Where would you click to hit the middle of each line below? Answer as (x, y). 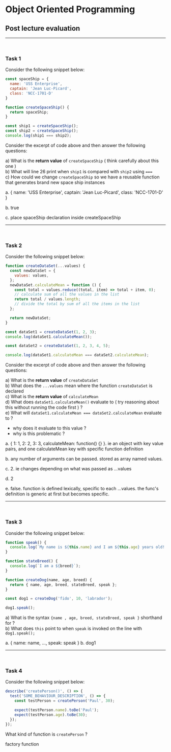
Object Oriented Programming (70, 9)
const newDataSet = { (33, 271)
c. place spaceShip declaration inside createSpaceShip (63, 217)
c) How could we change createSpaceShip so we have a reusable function (82, 177)
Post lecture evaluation (43, 28)
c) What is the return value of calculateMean (52, 397)
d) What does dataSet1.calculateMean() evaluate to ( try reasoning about (82, 402)
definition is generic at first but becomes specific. (57, 494)
